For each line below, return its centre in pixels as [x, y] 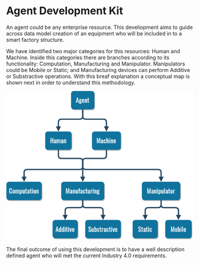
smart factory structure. [35, 40]
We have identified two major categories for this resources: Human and [93, 51]
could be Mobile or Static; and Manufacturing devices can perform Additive [98, 70]
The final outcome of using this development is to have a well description [95, 250]
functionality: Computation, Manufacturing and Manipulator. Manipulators [96, 64]
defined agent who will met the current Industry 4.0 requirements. [86, 256]
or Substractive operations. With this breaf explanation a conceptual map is [98, 76]
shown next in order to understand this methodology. [71, 82]
